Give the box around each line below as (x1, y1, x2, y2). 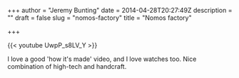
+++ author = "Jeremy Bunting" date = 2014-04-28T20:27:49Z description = (7, 6, 233, 14)
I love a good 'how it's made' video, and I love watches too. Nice (7, 55, 197, 63)
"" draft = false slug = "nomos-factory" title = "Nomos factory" (7, 13, 192, 22)
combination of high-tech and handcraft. (7, 62, 127, 70)
